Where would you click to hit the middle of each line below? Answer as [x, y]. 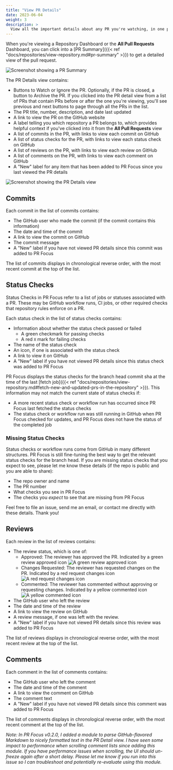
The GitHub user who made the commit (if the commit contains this [84, 220]
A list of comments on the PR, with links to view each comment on [83, 156]
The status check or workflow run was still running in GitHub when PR [87, 414]
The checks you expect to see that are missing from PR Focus [79, 497]
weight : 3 [16, 20]
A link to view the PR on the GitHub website [59, 118]
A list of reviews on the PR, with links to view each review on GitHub [85, 150]
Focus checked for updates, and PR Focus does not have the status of [88, 419]
